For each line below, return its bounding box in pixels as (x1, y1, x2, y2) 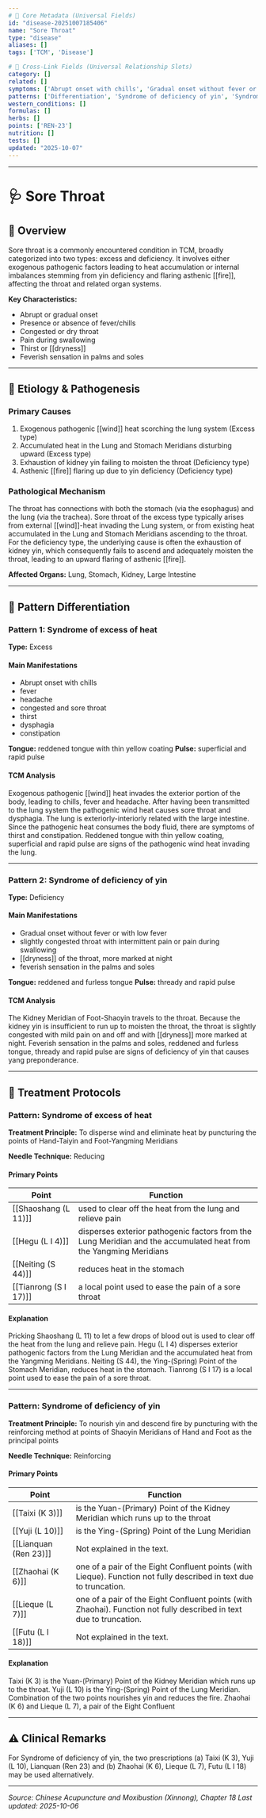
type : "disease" (8, 33, 62, 42)
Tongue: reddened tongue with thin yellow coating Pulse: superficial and (8, 744, 247, 754)
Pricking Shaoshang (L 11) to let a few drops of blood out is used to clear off (8, 1331, 256, 1341)
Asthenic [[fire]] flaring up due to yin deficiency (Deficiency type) (19, 466, 234, 476)
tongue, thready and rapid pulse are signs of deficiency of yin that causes (8, 1047, 249, 1056)
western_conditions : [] (8, 100, 87, 108)
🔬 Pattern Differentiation (8, 600, 131, 613)
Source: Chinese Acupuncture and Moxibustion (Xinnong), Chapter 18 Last (8, 1793, 253, 1802)
